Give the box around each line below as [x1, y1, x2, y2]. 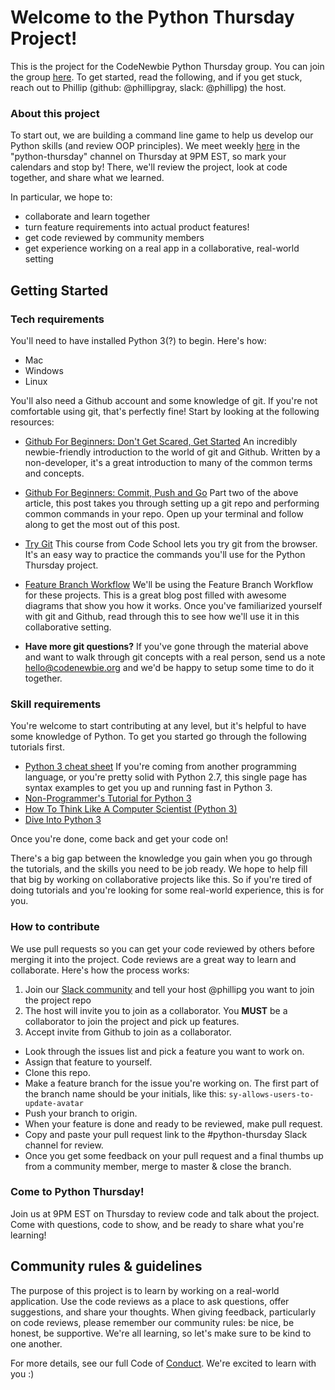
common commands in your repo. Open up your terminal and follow [24, 507, 304, 520]
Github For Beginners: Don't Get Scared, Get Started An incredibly [24, 435, 298, 447]
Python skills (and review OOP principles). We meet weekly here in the [10, 140, 301, 152]
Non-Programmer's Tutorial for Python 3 [24, 792, 192, 805]
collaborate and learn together [24, 211, 151, 223]
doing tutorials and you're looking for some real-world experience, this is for [10, 884, 325, 896]
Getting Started [10, 282, 109, 299]
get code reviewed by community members [24, 232, 205, 244]
